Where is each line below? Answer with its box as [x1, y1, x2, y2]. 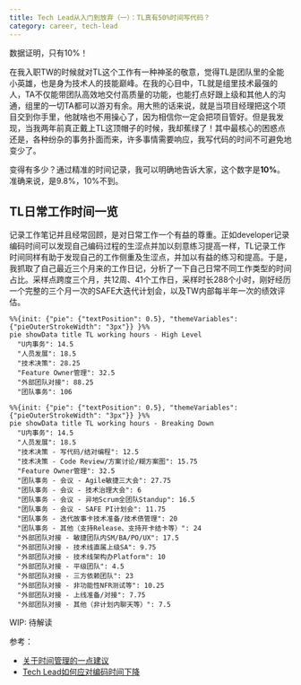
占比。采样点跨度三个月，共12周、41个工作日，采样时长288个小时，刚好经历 [9, 275, 291, 285]
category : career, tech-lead [9, 22, 118, 31]
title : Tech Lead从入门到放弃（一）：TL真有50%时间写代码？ [9, 13, 211, 22]
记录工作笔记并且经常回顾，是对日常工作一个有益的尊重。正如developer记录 [9, 230, 290, 241]
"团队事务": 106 [17, 388, 73, 397]
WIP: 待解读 [9, 617, 53, 628]
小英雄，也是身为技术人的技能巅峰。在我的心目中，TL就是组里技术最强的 [9, 77, 278, 88]
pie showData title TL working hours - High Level [9, 330, 202, 339]
